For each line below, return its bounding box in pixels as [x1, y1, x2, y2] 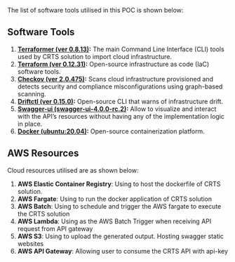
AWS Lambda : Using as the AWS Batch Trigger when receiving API [17, 217, 212, 225]
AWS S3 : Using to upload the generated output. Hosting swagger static [17, 232, 224, 240]
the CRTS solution [17, 209, 70, 218]
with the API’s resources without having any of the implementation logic [17, 112, 224, 120]
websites [17, 239, 44, 248]
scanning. [17, 89, 47, 98]
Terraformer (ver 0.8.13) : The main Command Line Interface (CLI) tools [17, 45, 224, 53]
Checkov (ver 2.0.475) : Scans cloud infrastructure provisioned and [17, 74, 214, 83]
